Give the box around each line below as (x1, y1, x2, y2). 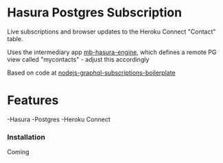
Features (7, 92, 59, 108)
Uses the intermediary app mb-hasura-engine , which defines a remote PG (7, 48, 217, 56)
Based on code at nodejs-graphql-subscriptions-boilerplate (7, 68, 176, 77)
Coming (7, 148, 30, 156)
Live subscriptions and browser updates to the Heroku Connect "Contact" (7, 27, 216, 36)
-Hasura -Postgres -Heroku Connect (7, 115, 111, 123)
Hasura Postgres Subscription (7, 5, 183, 21)
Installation (7, 132, 46, 142)
